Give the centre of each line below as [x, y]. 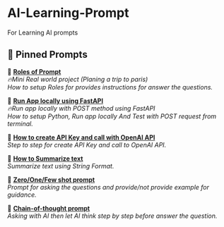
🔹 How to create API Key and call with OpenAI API [81, 137]
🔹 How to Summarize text [45, 158]
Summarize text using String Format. [61, 166]
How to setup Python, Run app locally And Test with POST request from [112, 116]
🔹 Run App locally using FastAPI [55, 101]
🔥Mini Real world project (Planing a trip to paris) [78, 79]
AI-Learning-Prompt [68, 13]
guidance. [22, 195]
